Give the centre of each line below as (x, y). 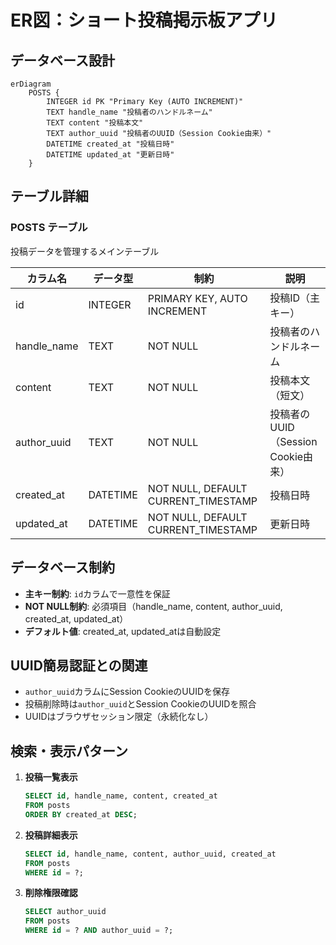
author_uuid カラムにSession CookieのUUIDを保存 (127, 692)
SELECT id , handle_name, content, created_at (121, 796)
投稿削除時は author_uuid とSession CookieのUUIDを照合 (140, 704)
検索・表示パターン (69, 751)
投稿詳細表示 (51, 835)
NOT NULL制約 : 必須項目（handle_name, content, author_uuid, (153, 606)
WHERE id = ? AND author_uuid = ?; (99, 931)
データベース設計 (62, 60)
